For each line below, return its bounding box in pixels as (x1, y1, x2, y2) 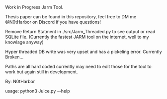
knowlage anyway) (5, 39, 44, 45)
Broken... (5, 54, 24, 60)
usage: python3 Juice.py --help (5, 88, 70, 94)
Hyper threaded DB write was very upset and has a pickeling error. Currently (5, 49, 162, 54)
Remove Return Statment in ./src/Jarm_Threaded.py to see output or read (5, 29, 156, 34)
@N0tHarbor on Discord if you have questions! (5, 19, 101, 25)
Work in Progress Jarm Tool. (5, 4, 64, 10)
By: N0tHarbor (5, 79, 35, 84)
